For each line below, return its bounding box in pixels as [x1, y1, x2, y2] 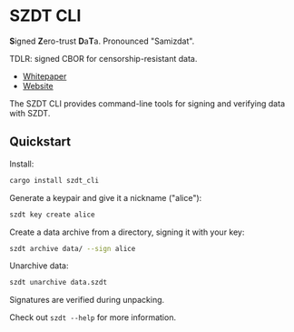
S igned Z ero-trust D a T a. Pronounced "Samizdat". [9, 35, 195, 46]
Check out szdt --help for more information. [9, 312, 177, 323]
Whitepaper [22, 70, 67, 82]
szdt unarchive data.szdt [9, 278, 107, 287]
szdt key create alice [9, 210, 95, 219]
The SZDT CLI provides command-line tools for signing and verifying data [9, 97, 286, 109]
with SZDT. [9, 107, 51, 118]
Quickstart [9, 134, 72, 150]
